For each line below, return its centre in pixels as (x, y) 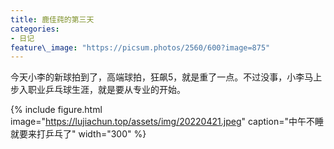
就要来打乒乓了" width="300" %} (78, 134)
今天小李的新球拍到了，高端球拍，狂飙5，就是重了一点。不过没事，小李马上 (166, 77)
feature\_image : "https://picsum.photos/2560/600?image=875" (140, 47)
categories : (35, 29)
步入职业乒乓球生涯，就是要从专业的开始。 (98, 90)
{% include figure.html (56, 110)
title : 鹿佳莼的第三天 (52, 19)
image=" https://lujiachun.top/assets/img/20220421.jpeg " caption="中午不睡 (167, 122)
